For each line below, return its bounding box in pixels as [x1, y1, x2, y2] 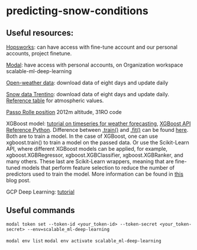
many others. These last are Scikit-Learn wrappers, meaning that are [6, 158, 174, 164]
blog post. [6, 177, 31, 183]
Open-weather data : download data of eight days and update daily [6, 79, 169, 86]
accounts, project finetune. [6, 50, 72, 57]
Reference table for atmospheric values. [6, 97, 104, 104]
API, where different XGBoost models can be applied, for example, [6, 145, 167, 152]
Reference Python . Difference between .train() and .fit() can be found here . [6, 126, 189, 133]
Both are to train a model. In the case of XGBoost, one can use [6, 132, 159, 140]
